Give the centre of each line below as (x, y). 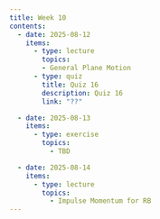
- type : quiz (58, 77)
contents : (28, 26)
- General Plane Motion (86, 68)
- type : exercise (66, 135)
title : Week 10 (38, 18)
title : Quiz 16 (71, 85)
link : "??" (62, 101)
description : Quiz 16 (83, 93)
